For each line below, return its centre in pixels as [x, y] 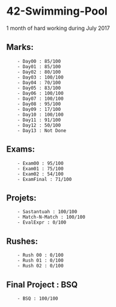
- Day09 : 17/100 [39, 109]
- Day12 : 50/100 [39, 125]
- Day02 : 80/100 [39, 72]
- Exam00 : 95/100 [40, 163]
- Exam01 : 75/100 [40, 169]
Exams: [21, 150]
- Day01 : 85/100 [39, 66]
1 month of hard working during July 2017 [58, 28]
